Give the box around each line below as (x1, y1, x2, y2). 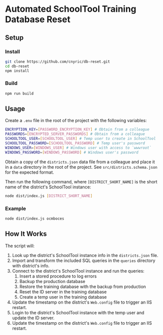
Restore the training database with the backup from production (19, 283, 146, 289)
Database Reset (5, 14, 71, 25)
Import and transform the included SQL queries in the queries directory (12, 258, 156, 263)
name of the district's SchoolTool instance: (5, 184, 91, 190)
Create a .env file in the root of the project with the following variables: (5, 118, 147, 124)
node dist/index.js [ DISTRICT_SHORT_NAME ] (5, 193, 93, 198)
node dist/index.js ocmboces (5, 216, 64, 221)
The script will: (5, 243, 35, 249)
